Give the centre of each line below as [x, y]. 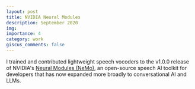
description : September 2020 [42, 23]
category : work [25, 39]
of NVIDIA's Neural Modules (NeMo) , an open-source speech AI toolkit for [97, 68]
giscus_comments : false [36, 45]
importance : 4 [24, 34]
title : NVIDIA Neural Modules [44, 17]
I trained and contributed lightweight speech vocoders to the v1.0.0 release [98, 61]
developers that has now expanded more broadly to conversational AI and [96, 74]
